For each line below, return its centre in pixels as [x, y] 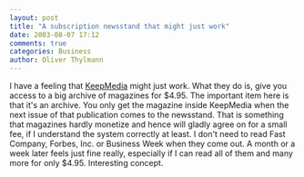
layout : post [34, 18]
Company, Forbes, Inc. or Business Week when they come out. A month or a [152, 143]
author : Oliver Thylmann [56, 60]
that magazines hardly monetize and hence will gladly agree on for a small [148, 124]
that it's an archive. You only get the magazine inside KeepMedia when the [149, 105]
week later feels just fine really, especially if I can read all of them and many [152, 153]
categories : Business [51, 52]
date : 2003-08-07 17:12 [55, 34]
